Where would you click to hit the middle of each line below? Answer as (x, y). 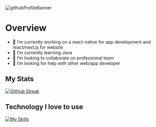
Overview (26, 28)
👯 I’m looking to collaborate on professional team (63, 58)
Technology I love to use (44, 107)
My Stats (20, 79)
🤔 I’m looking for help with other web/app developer (66, 63)
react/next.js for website (38, 47)
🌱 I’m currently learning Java (42, 52)
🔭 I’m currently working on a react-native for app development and (82, 42)
